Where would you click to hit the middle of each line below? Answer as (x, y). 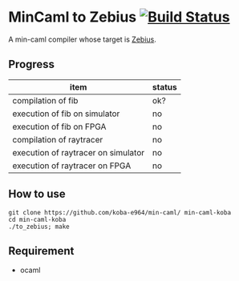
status (165, 86)
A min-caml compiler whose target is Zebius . (82, 39)
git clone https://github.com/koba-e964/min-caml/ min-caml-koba (119, 212)
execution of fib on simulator (66, 114)
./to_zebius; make (39, 227)
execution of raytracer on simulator (79, 152)
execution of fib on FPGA (59, 126)
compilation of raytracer (58, 139)
